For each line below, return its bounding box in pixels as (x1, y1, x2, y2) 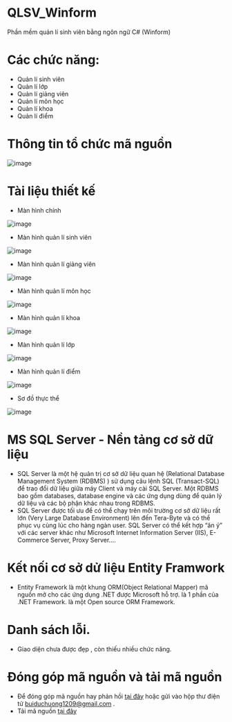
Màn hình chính (17, 206, 61, 214)
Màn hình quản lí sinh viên (17, 233, 92, 241)
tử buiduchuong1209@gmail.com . (17, 699, 115, 707)
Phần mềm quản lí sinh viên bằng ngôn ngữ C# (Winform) (7, 28, 171, 36)
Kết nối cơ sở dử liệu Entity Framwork (7, 560, 225, 576)
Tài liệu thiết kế (7, 184, 96, 199)
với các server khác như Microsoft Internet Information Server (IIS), (17, 528, 209, 536)
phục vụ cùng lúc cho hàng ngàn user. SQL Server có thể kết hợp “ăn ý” (17, 521, 223, 529)
